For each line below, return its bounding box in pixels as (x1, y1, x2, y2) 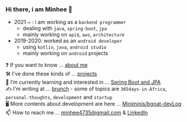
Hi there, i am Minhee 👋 (5, 5, 73, 13)
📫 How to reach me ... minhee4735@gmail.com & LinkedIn (5, 109, 148, 116)
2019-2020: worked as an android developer (13, 38, 123, 45)
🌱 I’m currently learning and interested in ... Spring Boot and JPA (5, 79, 161, 86)
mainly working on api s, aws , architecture (22, 31, 125, 38)
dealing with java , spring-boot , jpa (22, 25, 107, 32)
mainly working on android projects (22, 50, 108, 57)
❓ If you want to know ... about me (5, 62, 88, 69)
